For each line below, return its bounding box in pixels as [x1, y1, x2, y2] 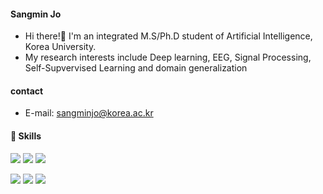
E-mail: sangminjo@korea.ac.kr [24, 107, 154, 119]
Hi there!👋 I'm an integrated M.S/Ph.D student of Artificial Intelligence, [24, 30, 313, 42]
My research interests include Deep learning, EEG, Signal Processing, [24, 51, 312, 64]
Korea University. [24, 41, 97, 53]
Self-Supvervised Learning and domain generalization [24, 62, 248, 74]
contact [10, 85, 44, 97]
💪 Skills [10, 130, 42, 142]
